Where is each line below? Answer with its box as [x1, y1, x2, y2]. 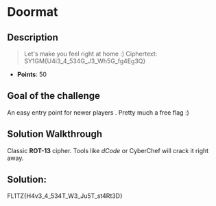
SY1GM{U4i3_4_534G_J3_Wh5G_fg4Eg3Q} [23, 57, 146, 65]
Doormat [7, 4, 58, 20]
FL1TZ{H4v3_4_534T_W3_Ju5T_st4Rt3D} [7, 192, 123, 200]
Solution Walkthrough [7, 128, 103, 140]
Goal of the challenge [7, 90, 101, 102]
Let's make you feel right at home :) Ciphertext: [23, 49, 158, 58]
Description [7, 32, 58, 43]
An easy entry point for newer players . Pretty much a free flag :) [7, 108, 190, 117]
